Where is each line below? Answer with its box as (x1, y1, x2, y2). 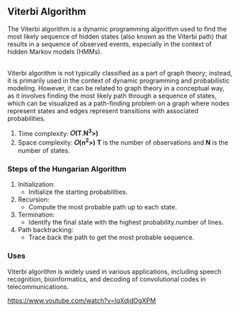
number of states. (17, 146, 70, 155)
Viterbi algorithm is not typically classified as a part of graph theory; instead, (7, 68, 233, 77)
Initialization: (17, 180, 56, 189)
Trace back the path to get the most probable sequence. (28, 233, 195, 241)
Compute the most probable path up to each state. (28, 203, 177, 212)
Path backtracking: (17, 226, 73, 234)
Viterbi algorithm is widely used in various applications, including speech (7, 267, 222, 276)
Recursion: (17, 195, 50, 204)
